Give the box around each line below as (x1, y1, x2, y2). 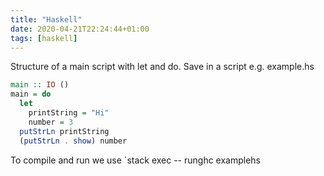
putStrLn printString (19, 126, 110, 136)
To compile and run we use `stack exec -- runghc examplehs (10, 154, 262, 166)
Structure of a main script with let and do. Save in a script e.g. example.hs (10, 61, 315, 73)
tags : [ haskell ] (10, 33, 78, 43)
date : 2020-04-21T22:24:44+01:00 (10, 24, 150, 34)
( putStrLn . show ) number (19, 136, 128, 146)
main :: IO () (10, 80, 70, 90)
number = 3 (28, 117, 74, 127)
